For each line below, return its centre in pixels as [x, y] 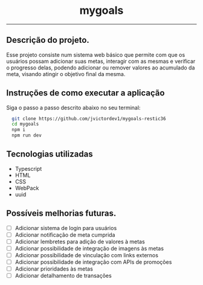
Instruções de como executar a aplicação [85, 93]
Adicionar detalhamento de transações [63, 276]
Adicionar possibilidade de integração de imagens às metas [89, 248]
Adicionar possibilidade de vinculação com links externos [87, 255]
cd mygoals [25, 124]
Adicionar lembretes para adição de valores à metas [80, 242]
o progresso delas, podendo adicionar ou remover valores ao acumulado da [101, 68]
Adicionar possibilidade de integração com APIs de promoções [93, 262]
